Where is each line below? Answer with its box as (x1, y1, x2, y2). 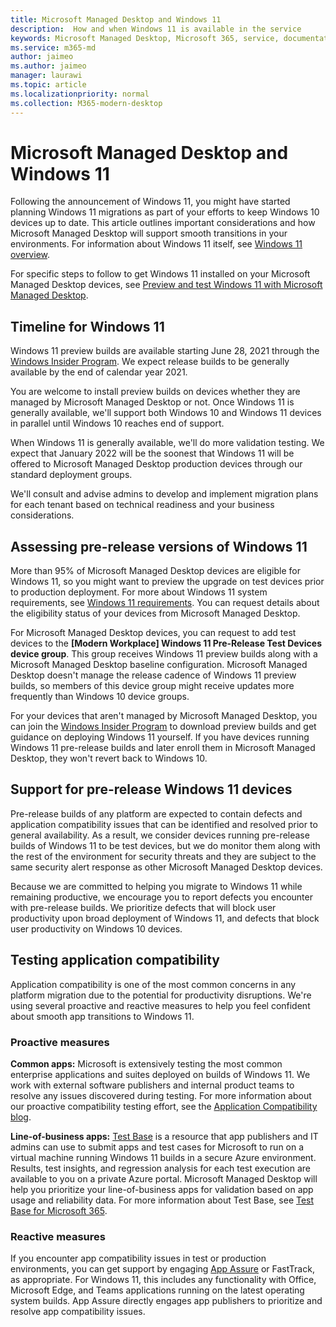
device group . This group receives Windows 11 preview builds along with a (10, 648, 318, 660)
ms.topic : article (10, 80, 87, 90)
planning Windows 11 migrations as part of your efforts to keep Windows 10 (10, 206, 320, 218)
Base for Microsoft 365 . (10, 1204, 108, 1216)
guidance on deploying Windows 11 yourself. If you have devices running (10, 731, 310, 743)
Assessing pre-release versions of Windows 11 (10, 538, 308, 555)
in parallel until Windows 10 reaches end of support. (10, 417, 225, 430)
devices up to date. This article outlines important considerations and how (10, 217, 316, 229)
